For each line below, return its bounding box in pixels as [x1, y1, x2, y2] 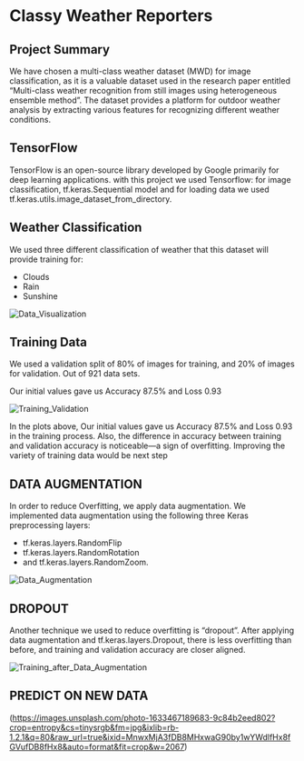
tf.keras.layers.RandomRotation [22, 547, 140, 558]
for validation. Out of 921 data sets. [9, 368, 141, 379]
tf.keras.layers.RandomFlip [22, 537, 123, 548]
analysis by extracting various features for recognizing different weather [9, 105, 279, 115]
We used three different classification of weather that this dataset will [9, 244, 270, 255]
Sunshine [22, 290, 58, 301]
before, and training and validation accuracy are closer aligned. [9, 645, 246, 656]
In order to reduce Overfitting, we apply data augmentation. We [9, 501, 247, 512]
